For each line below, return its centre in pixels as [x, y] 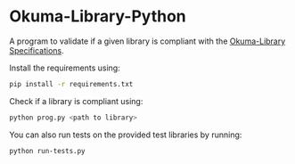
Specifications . [37, 50]
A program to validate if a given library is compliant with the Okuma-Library [147, 41]
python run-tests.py [48, 151]
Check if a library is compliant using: [76, 101]
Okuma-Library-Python [98, 16]
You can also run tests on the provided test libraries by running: [126, 135]
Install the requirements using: [65, 68]
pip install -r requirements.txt [71, 84]
